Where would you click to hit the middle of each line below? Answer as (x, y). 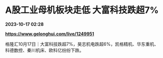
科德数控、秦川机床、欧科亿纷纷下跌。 (44, 50)
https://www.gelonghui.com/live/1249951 (50, 34)
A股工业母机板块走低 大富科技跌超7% (82, 10)
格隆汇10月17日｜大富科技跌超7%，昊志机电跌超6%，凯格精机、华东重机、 (82, 44)
